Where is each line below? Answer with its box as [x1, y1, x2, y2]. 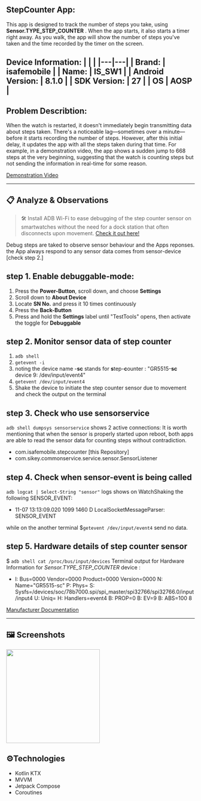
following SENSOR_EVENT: [6, 494, 73, 502]
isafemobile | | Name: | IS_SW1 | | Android [6, 67, 165, 77]
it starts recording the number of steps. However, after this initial [23, 134, 182, 142]
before [6, 134, 23, 142]
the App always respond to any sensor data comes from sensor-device [6, 247, 181, 254]
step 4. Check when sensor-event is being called [6, 472, 193, 482]
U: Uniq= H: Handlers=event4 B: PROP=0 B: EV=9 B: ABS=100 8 [33, 594, 193, 602]
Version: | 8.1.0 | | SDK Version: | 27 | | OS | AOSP [6, 76, 193, 86]
